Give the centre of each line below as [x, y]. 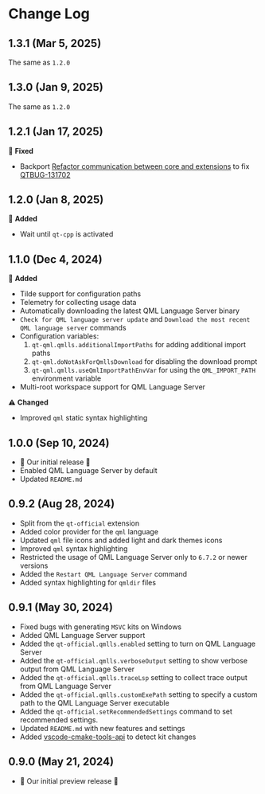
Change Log [49, 14]
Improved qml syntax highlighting [74, 548]
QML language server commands [73, 328]
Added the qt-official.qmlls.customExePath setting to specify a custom [138, 694]
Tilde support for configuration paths [80, 294]
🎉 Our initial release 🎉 [55, 462]
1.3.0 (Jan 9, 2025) [56, 87]
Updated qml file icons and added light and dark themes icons [121, 540]
